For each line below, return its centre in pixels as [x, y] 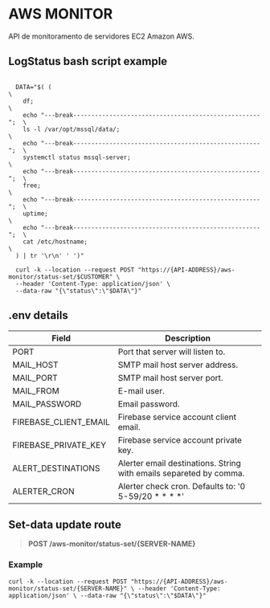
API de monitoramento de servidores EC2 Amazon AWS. [101, 36]
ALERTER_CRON [43, 491]
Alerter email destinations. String [179, 463]
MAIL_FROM [36, 390]
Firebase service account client [177, 417]
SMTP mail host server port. [170, 377]
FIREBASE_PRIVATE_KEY [59, 445]
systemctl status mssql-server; [77, 157]
